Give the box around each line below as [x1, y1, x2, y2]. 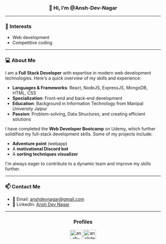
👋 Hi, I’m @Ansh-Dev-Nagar [48, 4, 118, 11]
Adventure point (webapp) [12, 140, 68, 146]
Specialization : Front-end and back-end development [12, 95, 123, 101]
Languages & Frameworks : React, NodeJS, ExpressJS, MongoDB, [12, 84, 148, 90]
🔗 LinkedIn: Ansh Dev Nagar [12, 202, 70, 207]
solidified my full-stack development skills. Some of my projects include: [5, 131, 153, 137]
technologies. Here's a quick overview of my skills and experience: [5, 75, 141, 81]
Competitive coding [12, 40, 53, 45]
